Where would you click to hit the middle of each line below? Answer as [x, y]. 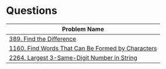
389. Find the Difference [43, 39]
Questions [32, 11]
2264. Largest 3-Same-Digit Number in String [73, 57]
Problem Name [83, 29]
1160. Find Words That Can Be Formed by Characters [83, 48]
